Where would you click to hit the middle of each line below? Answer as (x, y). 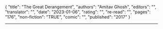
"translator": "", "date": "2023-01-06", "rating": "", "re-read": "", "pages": (78, 12)
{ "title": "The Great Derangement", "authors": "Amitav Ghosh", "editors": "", (81, 7)
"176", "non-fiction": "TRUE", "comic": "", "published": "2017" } (68, 17)
